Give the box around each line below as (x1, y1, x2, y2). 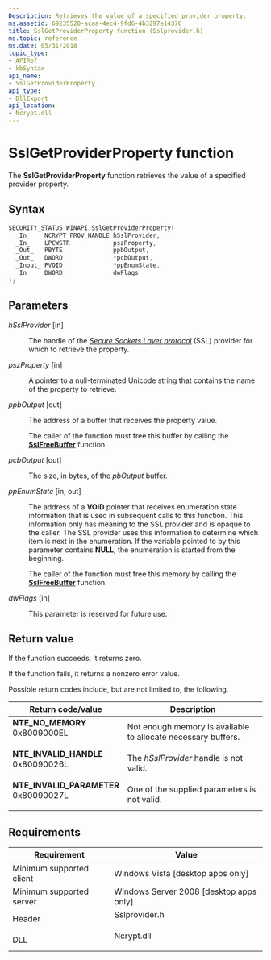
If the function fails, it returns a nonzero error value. (8, 669, 180, 679)
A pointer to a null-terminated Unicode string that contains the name (28, 376, 256, 385)
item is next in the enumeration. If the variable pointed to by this (28, 536, 240, 546)
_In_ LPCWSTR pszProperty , (15, 239, 157, 247)
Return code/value (29, 704, 102, 715)
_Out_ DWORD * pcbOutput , (15, 254, 153, 262)
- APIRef (8, 57, 38, 65)
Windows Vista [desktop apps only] (114, 868, 249, 879)
